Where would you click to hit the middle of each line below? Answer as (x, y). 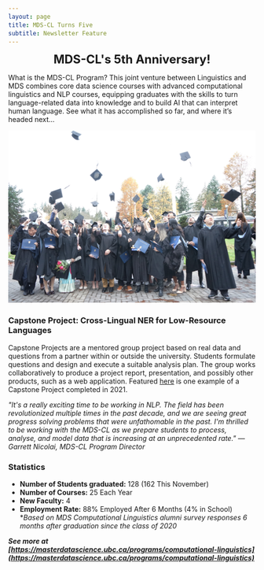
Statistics (27, 467)
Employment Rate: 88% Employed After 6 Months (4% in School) (126, 509)
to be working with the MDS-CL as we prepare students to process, (117, 430)
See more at (28, 541)
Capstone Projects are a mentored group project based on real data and (125, 347)
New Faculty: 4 (45, 501)
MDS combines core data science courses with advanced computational (126, 86)
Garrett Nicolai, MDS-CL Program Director (77, 446)
